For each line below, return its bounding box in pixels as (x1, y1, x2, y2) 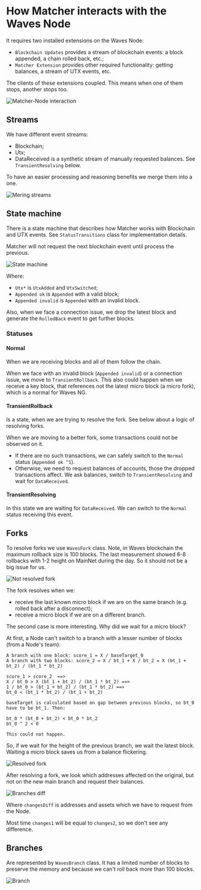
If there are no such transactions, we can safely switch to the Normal (14, 452, 184, 459)
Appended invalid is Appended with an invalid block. (14, 296, 140, 304)
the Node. (6, 807, 31, 815)
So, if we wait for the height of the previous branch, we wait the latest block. (6, 742, 195, 749)
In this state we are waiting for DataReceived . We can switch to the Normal (6, 505, 187, 512)
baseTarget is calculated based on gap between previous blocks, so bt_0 (6, 700, 195, 706)
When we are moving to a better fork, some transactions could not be (6, 434, 178, 441)
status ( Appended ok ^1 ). (14, 458, 75, 465)
